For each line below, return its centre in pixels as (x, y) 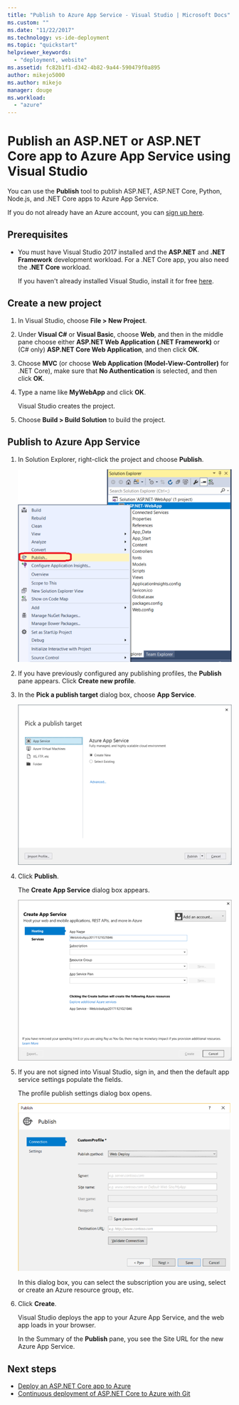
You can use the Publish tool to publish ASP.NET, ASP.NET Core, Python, (115, 191)
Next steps (32, 1369)
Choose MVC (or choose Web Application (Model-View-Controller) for (123, 363)
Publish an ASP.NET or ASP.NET (104, 141)
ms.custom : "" (28, 22)
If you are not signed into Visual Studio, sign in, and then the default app (123, 1072)
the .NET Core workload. (54, 267)
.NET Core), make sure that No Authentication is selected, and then (117, 371)
